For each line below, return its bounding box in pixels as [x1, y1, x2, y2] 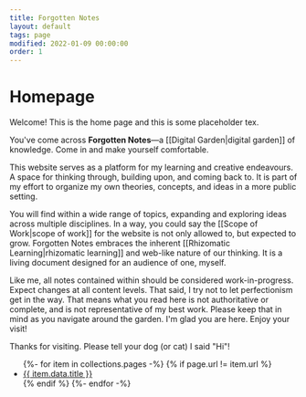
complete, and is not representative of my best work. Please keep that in [9, 304, 282, 315]
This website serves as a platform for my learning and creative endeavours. [9, 162, 294, 173]
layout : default [9, 22, 71, 31]
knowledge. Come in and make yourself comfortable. [9, 144, 209, 155]
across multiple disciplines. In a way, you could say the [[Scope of [9, 218, 259, 229]
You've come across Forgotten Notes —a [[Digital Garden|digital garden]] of [9, 134, 296, 146]
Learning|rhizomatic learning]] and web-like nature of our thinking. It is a [9, 247, 283, 258]
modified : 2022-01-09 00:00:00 [9, 38, 129, 48]
